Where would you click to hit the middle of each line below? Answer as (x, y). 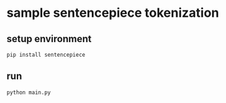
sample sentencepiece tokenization (113, 13)
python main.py (29, 92)
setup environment (49, 39)
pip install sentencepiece (46, 55)
